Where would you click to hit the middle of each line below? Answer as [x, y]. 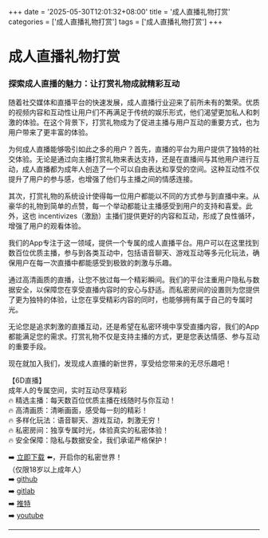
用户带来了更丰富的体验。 [50, 132]
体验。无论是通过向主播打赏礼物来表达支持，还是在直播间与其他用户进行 [134, 159]
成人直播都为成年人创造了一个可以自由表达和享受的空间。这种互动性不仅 [141, 169]
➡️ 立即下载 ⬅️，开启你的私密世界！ [65, 457]
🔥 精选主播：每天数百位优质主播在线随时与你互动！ [93, 400]
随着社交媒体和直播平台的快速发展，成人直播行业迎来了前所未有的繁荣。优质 [134, 103]
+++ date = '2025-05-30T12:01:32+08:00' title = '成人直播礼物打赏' [119, 12]
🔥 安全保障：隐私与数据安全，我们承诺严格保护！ [89, 440]
